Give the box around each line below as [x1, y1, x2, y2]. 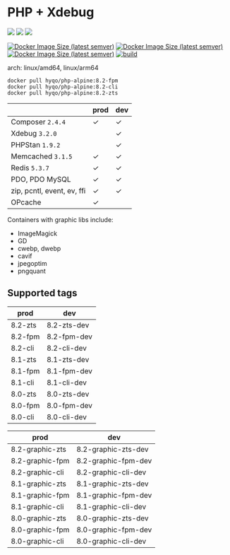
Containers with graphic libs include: [7, 215, 114, 223]
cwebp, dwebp [17, 244, 61, 252]
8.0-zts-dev [47, 389, 90, 399]
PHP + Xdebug [7, 4, 95, 21]
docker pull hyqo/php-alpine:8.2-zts [7, 89, 119, 96]
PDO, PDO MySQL [11, 174, 71, 184]
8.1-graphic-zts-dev [76, 479, 150, 489]
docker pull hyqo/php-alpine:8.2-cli [7, 83, 119, 90]
